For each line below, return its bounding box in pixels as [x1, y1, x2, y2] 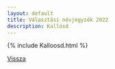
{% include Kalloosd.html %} [7, 42, 88, 50]
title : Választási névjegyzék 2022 [7, 16, 109, 23]
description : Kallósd [7, 23, 69, 29]
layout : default [7, 10, 53, 17]
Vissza [7, 55, 26, 63]
